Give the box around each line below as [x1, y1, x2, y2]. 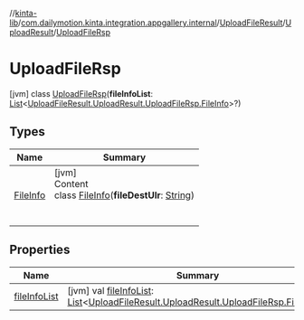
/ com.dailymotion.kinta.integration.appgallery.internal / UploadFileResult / [17, 17, 287, 28]
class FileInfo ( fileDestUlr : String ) [53, 189, 195, 202]
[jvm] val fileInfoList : [67, 284, 154, 296]
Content [53, 177, 89, 190]
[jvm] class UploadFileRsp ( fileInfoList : [9, 88, 154, 99]
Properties [9, 242, 71, 258]
